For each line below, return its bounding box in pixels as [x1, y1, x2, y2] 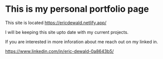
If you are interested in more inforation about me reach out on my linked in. [5, 38, 158, 45]
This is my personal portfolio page [5, 3, 149, 15]
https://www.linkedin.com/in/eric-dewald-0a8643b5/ [5, 48, 114, 54]
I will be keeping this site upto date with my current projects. [5, 29, 129, 35]
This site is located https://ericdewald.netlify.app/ [5, 20, 107, 26]
